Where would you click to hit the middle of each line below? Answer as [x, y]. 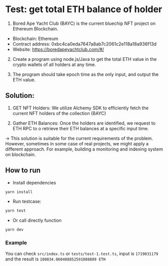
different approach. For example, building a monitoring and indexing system [84, 149]
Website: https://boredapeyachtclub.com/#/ [58, 49]
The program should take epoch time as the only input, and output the [86, 74]
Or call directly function [37, 220]
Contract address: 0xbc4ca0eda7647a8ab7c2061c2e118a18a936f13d [85, 44]
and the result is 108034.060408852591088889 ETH [55, 259]
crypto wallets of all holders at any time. [54, 64]
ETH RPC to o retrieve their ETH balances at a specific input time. [81, 128]
